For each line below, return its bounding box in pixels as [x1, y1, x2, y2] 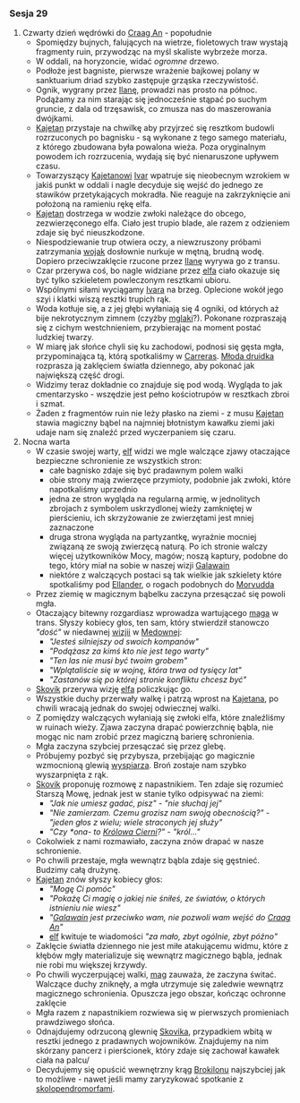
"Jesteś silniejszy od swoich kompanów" [48, 637, 200, 647]
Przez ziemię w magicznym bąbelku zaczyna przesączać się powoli [35, 589, 286, 600]
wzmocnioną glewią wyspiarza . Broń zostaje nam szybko [35, 760, 247, 771]
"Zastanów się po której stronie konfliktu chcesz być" [48, 674, 247, 685]
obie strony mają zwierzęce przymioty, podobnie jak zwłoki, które [48, 475, 291, 485]
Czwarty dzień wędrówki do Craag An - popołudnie [21, 28, 212, 38]
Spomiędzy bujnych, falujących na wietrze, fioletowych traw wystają [35, 37, 288, 47]
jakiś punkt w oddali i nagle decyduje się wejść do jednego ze [35, 180, 264, 191]
